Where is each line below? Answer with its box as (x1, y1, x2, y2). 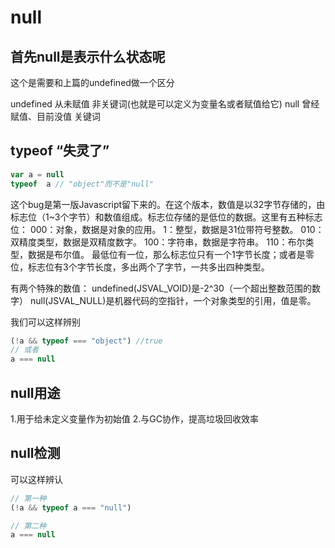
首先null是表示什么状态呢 (10, 48, 166, 65)
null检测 (10, 445, 61, 462)
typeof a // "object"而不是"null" (10, 179, 154, 189)
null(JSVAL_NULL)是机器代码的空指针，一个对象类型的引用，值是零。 (29, 294, 317, 306)
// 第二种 (10, 521, 47, 531)
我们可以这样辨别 (10, 316, 81, 328)
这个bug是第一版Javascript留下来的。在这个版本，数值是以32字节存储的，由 (10, 198, 326, 210)
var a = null (10, 169, 65, 180)
